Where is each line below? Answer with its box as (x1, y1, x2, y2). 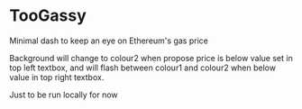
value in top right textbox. (9, 71, 105, 82)
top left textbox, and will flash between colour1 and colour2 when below (9, 62, 277, 73)
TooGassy (9, 5, 87, 26)
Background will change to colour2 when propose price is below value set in (9, 52, 293, 63)
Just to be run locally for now (9, 89, 119, 100)
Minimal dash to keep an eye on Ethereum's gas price (9, 35, 209, 46)
